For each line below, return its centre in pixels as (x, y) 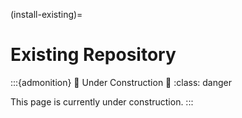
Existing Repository (93, 55)
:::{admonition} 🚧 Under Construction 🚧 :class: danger (121, 82)
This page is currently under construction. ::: (102, 101)
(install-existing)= (46, 14)
